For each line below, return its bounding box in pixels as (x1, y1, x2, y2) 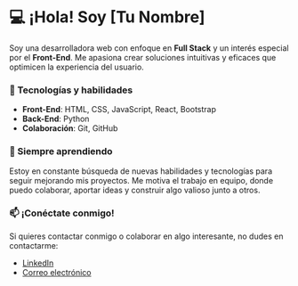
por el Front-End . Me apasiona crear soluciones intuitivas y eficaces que (9, 52, 277, 62)
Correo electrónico (21, 266, 92, 277)
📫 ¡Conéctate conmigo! (9, 207, 115, 219)
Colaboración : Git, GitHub (21, 123, 118, 134)
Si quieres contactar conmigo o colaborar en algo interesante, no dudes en (9, 231, 284, 241)
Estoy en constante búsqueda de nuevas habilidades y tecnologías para (9, 166, 273, 176)
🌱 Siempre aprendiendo (9, 145, 113, 158)
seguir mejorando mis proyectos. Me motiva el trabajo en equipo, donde (9, 175, 274, 185)
